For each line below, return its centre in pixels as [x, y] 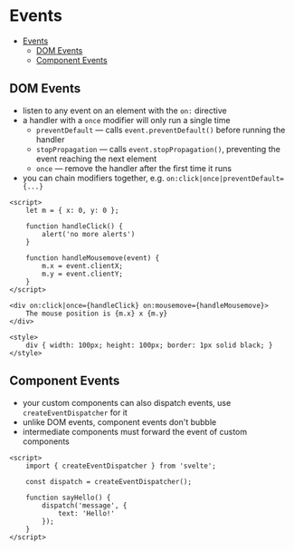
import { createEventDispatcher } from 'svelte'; [121, 466]
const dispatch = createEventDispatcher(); [109, 481]
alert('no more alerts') [89, 234]
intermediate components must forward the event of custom [134, 431]
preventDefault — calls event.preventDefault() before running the [161, 130]
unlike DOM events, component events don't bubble [119, 421]
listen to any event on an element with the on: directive [125, 111]
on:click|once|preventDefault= [225, 179]
